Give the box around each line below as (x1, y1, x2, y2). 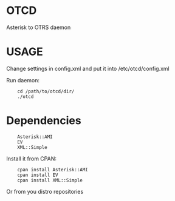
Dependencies (6, 114, 81, 128)
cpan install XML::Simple (17, 177, 83, 183)
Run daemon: (6, 76, 40, 84)
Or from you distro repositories (6, 188, 84, 195)
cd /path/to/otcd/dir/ (17, 88, 75, 94)
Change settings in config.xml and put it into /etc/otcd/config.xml (6, 65, 170, 72)
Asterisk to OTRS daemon (6, 24, 71, 31)
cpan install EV (17, 172, 59, 178)
